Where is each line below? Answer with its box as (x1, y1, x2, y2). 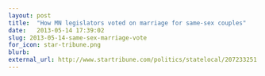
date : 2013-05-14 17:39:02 (8, 26, 105, 34)
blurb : (8, 48, 30, 56)
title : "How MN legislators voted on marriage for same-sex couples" (8, 19, 247, 27)
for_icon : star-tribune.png (8, 41, 102, 49)
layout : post (8, 11, 52, 20)
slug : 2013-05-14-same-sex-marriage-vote (8, 33, 148, 42)
